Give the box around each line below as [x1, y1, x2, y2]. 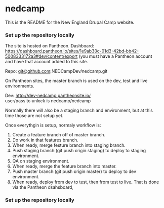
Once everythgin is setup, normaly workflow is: [5, 122, 101, 128]
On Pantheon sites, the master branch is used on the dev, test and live [5, 78, 148, 84]
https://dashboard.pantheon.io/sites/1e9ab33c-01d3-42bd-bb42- [5, 48, 139, 54]
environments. [5, 83, 35, 89]
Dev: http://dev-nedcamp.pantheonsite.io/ [5, 92, 91, 99]
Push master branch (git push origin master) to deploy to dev [12, 168, 137, 174]
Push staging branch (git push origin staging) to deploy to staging [12, 148, 146, 154]
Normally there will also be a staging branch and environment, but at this [5, 107, 153, 114]
